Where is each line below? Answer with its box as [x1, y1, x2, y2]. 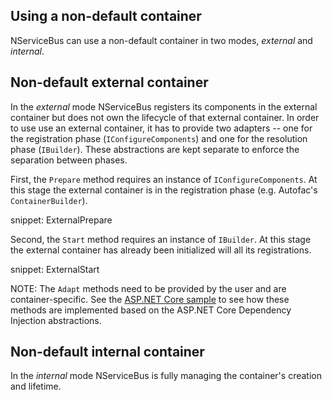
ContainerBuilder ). [10, 194, 88, 206]
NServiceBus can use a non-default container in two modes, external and [10, 34, 313, 46]
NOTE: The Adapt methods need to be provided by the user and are [10, 282, 287, 294]
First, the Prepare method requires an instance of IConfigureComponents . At [10, 173, 318, 185]
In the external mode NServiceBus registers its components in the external [10, 100, 318, 113]
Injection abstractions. [10, 314, 102, 326]
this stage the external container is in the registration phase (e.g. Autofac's [10, 184, 318, 196]
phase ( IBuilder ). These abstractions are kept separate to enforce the [10, 143, 300, 155]
